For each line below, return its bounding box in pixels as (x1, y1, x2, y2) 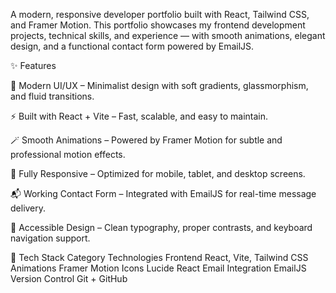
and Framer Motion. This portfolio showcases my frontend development (10, 19, 306, 31)
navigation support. (10, 232, 91, 244)
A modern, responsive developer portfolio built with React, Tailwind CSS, (10, 9, 310, 20)
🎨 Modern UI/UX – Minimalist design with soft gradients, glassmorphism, (10, 80, 309, 91)
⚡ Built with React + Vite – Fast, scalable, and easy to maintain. (10, 110, 269, 122)
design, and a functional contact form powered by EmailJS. (10, 40, 255, 52)
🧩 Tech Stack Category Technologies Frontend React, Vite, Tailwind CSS (10, 252, 309, 263)
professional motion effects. (10, 149, 126, 160)
